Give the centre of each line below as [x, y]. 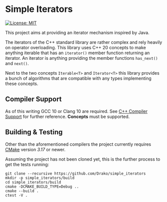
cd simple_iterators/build [33, 182]
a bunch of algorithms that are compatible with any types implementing [79, 78]
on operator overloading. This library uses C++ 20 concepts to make [76, 47]
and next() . [17, 63]
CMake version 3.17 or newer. [35, 149]
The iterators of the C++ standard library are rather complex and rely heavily [84, 42]
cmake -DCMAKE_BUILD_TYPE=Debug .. [42, 187]
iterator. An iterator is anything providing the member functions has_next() [82, 58]
